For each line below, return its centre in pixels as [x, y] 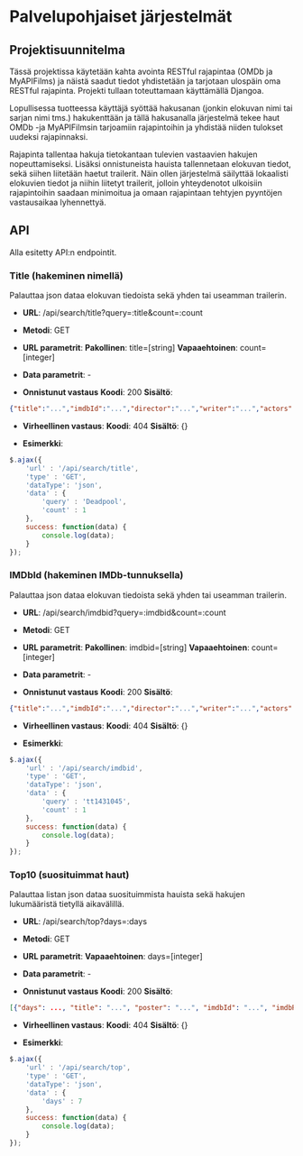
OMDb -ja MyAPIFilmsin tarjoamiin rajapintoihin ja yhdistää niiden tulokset [147, 127]
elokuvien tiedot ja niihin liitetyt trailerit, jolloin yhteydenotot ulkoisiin [136, 183]
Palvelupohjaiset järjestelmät [121, 17]
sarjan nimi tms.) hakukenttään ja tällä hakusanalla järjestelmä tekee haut [145, 118]
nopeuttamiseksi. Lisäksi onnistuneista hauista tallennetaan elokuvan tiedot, [150, 164]
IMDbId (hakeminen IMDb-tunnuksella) [96, 575]
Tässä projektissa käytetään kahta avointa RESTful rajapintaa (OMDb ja [141, 71]
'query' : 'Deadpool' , [84, 502]
